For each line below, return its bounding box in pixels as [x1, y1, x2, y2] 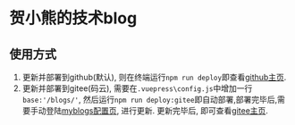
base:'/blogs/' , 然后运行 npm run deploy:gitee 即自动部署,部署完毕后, [21, 95, 278, 104]
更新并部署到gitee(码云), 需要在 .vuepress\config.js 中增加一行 [21, 83, 253, 94]
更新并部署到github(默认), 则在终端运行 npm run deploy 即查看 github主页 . [21, 72, 287, 82]
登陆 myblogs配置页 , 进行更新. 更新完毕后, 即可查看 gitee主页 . [46, 105, 268, 116]
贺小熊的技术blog [9, 8, 138, 29]
